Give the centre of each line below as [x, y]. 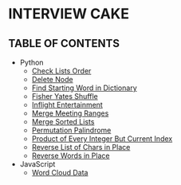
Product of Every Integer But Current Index [102, 139]
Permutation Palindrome [71, 130]
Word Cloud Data [60, 173]
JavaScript [37, 164]
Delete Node [52, 79]
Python [31, 62]
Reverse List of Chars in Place [81, 147]
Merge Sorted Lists [63, 122]
